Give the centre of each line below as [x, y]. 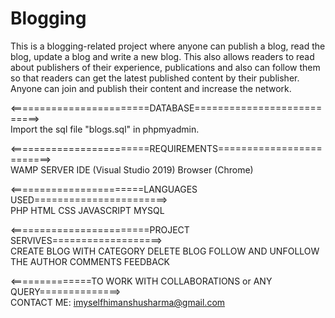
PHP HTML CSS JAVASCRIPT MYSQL [87, 210]
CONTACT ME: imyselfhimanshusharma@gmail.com [118, 302]
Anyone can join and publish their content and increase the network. [151, 88]
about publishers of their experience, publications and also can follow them [165, 67]
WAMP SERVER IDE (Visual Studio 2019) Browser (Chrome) [132, 169]
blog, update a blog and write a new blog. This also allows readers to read [162, 56]
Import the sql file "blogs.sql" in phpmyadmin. [105, 129]
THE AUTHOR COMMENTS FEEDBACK [90, 261]
